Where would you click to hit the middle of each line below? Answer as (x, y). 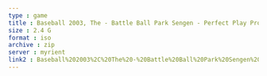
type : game (28, 15)
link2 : (21, 60)
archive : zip (32, 45)
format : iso (30, 38)
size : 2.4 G (30, 30)
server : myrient (37, 52)
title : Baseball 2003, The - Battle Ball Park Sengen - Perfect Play (128, 23)
